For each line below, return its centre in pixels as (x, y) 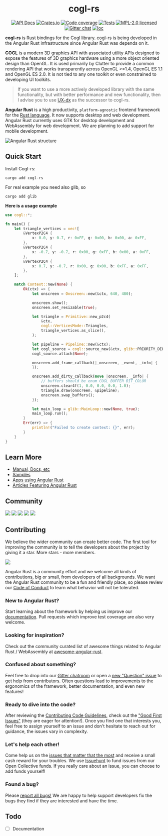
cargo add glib (21, 196)
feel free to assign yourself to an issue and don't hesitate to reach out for (80, 726)
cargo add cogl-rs (24, 178)
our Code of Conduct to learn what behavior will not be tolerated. (72, 587)
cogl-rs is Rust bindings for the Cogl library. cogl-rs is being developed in (81, 38)
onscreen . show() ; (50, 303)
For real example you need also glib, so (45, 187)
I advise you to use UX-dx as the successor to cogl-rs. (73, 100)
